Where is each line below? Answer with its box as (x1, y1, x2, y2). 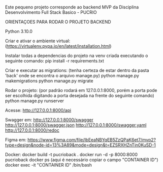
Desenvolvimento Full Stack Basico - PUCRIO (5, 9, 97, 15)
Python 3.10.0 (5, 29, 33, 34)
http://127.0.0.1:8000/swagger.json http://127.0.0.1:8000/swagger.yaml (5, 122, 147, 128)
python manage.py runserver (5, 98, 64, 104)
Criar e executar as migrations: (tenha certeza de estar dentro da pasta (5, 67, 149, 73)
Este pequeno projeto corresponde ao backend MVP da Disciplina (5, 4, 139, 10)
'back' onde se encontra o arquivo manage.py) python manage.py (5, 73, 139, 78)
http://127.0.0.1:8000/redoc (5, 127, 60, 133)
